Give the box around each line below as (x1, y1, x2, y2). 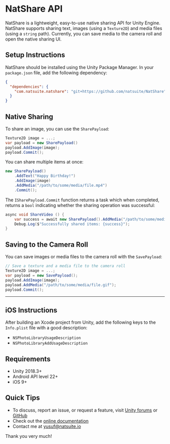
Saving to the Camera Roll (5, 240, 89, 249)
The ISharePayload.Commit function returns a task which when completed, (5, 196, 159, 203)
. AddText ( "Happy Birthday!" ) (14, 174, 76, 179)
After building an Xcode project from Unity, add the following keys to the (5, 319, 156, 325)
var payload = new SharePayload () (5, 140, 78, 145)
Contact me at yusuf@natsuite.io (12, 423, 81, 429)
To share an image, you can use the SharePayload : (5, 125, 110, 132)
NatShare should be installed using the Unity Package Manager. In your (5, 64, 154, 70)
